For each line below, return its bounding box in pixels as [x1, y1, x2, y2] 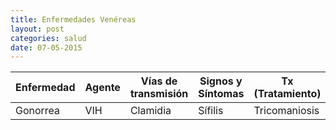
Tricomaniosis [253, 104, 320, 118]
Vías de [140, 74, 178, 88]
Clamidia [129, 104, 172, 118]
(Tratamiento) [253, 87, 322, 101]
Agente [84, 81, 121, 95]
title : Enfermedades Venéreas [10, 14, 137, 25]
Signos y [199, 74, 243, 88]
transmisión [129, 87, 189, 101]
